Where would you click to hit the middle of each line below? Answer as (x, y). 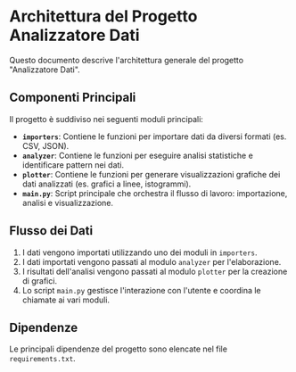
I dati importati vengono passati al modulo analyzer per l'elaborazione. (152, 261)
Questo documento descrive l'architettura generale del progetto (126, 60)
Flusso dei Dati (51, 231)
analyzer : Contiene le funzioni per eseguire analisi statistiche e (138, 155)
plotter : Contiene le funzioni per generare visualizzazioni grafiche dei (151, 174)
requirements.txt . (42, 359)
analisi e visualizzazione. (68, 203)
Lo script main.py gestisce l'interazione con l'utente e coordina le (141, 290)
